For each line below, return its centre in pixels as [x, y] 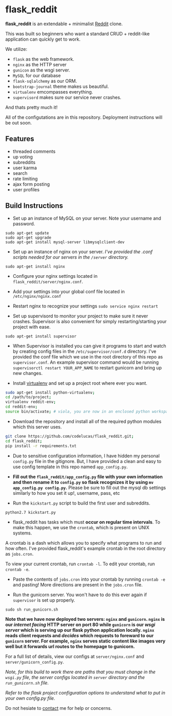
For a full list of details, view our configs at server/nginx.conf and [75, 656]
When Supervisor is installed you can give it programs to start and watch [89, 346]
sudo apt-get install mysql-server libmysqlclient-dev [65, 242]
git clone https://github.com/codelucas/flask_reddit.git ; [70, 436]
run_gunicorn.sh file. [27, 683]
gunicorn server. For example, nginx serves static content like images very [85, 641]
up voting [23, 157]
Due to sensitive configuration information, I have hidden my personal [86, 456]
